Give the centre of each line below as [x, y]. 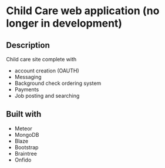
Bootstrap [26, 147]
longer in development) [64, 23]
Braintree [26, 153]
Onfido [23, 160]
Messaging [28, 77]
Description [28, 45]
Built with [24, 114]
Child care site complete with [41, 59]
